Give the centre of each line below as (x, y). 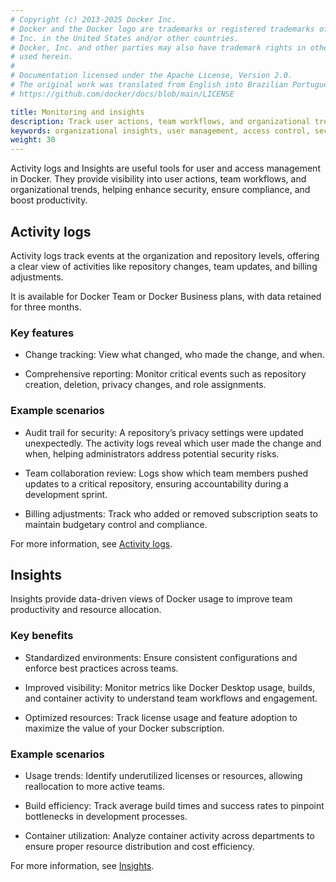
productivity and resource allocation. (86, 610)
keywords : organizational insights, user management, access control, (160, 131)
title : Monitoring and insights (77, 112)
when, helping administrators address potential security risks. (152, 453)
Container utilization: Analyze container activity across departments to (169, 835)
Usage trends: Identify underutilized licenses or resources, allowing (163, 775)
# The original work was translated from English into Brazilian (149, 85)
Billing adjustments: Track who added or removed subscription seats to (171, 513)
